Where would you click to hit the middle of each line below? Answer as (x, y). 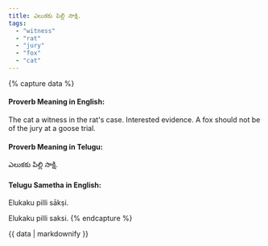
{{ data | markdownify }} (49, 234)
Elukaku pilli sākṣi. (39, 203)
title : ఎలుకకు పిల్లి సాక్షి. (45, 16)
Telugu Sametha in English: (55, 185)
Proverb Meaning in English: (57, 102)
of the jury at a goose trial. (52, 129)
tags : (17, 23)
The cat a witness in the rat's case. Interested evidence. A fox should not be (134, 120)
